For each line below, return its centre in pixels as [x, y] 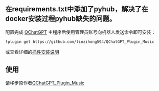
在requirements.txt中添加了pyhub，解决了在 [77, 9]
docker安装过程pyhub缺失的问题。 [61, 19]
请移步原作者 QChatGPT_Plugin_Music [45, 83]
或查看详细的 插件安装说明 [32, 52]
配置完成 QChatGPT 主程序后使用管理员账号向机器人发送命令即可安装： [81, 32]
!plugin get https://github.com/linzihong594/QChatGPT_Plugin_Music [80, 42]
